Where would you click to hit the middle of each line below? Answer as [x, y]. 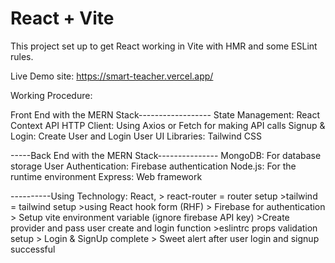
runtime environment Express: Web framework [106, 176]
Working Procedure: [51, 95]
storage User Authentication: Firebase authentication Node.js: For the [153, 166]
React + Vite [62, 18]
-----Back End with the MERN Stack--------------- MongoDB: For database [166, 155]
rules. [22, 56]
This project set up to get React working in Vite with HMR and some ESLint [164, 46]
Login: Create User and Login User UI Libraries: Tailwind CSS [136, 136]
